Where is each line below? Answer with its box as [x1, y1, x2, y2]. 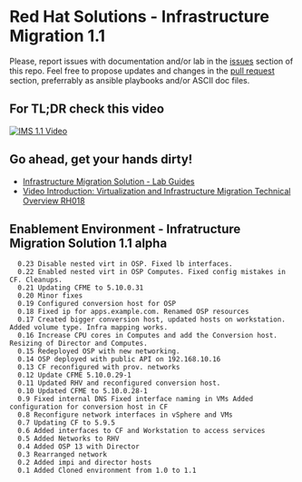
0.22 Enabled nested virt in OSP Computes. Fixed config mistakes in [17, 268, 286, 277]
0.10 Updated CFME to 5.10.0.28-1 [17, 387, 148, 396]
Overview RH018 [22, 195, 85, 206]
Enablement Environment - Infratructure [9, 221, 241, 237]
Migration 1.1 [9, 25, 106, 46]
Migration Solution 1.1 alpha [9, 235, 168, 251]
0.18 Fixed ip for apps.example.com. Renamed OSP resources [17, 307, 249, 317]
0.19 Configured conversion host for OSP [17, 300, 177, 309]
